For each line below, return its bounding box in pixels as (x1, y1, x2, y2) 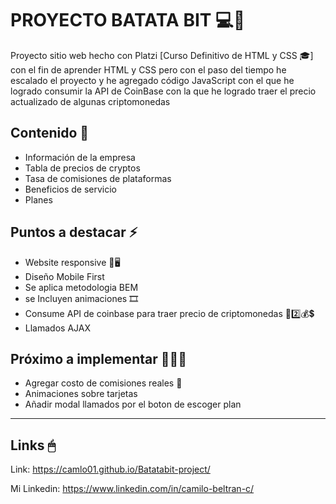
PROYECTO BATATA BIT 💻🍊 (10, 9, 246, 32)
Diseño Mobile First (24, 270, 105, 282)
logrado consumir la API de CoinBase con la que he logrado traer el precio (10, 85, 317, 97)
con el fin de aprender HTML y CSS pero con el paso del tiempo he (10, 63, 287, 76)
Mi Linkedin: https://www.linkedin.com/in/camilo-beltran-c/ (10, 483, 255, 495)
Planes (24, 193, 53, 206)
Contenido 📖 (10, 125, 90, 142)
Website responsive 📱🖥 (24, 256, 121, 268)
